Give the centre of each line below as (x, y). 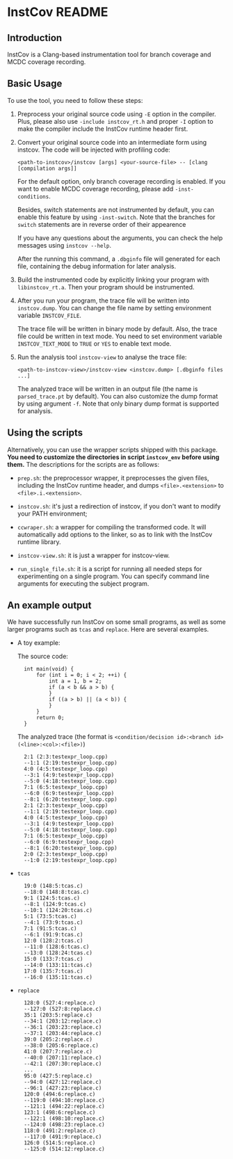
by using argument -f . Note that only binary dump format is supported (118, 403)
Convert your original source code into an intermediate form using (112, 142)
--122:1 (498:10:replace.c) (65, 1119)
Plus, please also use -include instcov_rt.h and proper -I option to (115, 121)
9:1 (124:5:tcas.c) (52, 898)
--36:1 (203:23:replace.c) (63, 1028)
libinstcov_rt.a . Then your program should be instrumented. (106, 287)
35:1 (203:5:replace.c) (58, 1015)
